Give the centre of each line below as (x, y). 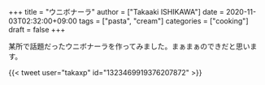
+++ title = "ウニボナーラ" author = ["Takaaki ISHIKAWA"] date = (117, 12)
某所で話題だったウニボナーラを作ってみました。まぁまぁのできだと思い (129, 46)
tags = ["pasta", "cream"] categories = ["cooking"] (163, 21)
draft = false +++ (37, 30)
